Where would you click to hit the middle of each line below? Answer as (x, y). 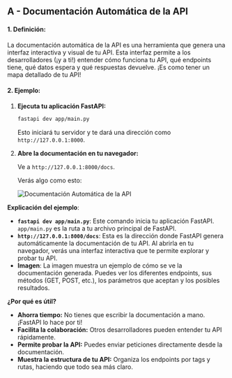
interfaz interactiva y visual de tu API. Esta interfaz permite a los (99, 52)
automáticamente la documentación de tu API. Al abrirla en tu (105, 243)
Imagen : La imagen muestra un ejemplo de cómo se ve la (100, 266)
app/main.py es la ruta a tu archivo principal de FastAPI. (96, 228)
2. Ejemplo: (24, 91)
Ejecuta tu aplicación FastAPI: (62, 106)
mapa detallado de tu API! (44, 74)
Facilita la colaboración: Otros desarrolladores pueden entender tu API (119, 329)
